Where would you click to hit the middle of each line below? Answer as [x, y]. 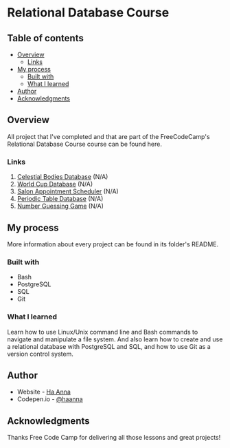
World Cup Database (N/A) [55, 184]
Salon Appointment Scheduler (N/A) [68, 191]
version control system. [40, 354]
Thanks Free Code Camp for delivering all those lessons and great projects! [114, 438]
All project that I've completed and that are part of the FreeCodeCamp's [109, 136]
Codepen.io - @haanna [50, 399]
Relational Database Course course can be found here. [85, 144]
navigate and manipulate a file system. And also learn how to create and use [115, 339]
